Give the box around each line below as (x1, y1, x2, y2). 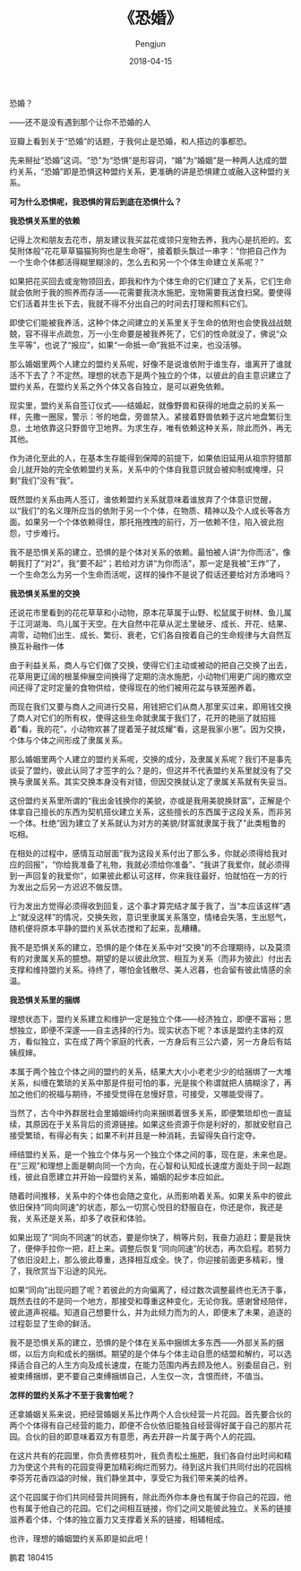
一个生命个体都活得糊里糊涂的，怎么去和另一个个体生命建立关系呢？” (9, 256, 264, 267)
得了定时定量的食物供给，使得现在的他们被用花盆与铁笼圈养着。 (24, 682, 261, 692)
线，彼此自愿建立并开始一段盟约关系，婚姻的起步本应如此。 (9, 1171, 229, 1182)
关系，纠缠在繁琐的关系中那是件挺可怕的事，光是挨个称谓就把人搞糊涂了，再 (9, 1077, 292, 1088)
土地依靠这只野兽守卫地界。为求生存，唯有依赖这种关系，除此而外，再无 (24, 422, 292, 433)
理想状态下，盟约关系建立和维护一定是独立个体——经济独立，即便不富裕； (9, 1013, 284, 1024)
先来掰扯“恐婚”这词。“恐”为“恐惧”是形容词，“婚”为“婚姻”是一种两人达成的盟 (9, 154, 288, 166)
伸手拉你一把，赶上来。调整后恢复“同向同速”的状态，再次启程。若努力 (32, 1242, 291, 1254)
